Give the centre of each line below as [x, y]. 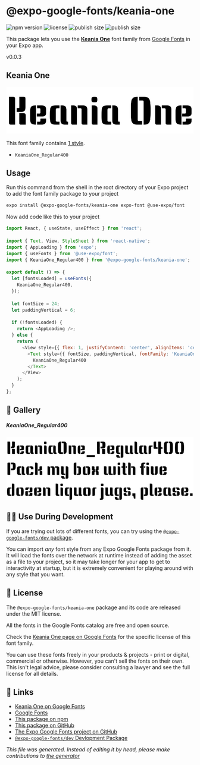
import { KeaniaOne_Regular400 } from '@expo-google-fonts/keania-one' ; [98, 260]
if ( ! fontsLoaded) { [37, 322]
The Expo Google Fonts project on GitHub [66, 732]
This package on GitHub [44, 725]
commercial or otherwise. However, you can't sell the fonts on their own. [95, 661]
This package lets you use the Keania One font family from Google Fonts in [98, 39]
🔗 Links [20, 692]
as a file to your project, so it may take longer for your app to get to [88, 562]
